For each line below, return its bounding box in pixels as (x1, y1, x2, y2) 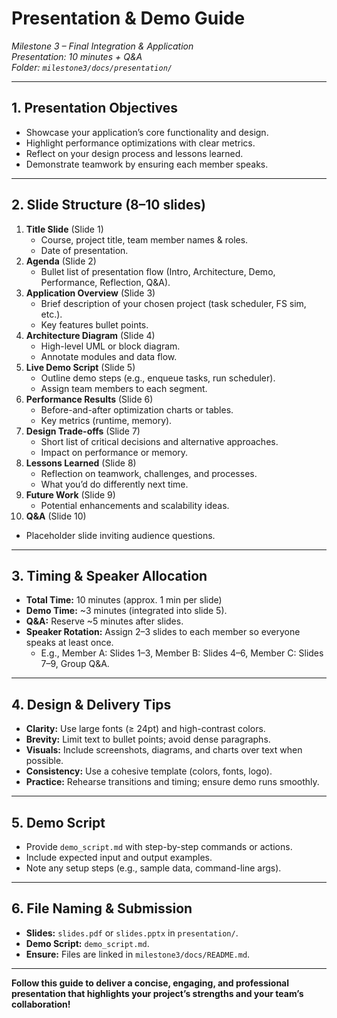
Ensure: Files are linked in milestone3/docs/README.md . (25, 948, 251, 960)
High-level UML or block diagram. (40, 340, 181, 352)
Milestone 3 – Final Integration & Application (11, 40, 194, 52)
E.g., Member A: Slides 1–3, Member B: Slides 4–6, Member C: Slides (40, 647, 324, 659)
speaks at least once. (25, 637, 114, 649)
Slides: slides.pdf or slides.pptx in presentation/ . (25, 927, 239, 939)
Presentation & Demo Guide (11, 7, 246, 30)
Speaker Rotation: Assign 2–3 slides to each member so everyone (25, 626, 301, 638)
